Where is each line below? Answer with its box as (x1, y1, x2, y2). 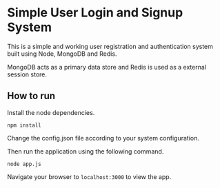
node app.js (7, 160, 41, 167)
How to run (7, 90, 56, 102)
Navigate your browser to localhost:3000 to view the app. (7, 172, 172, 180)
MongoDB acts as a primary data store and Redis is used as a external (7, 63, 207, 71)
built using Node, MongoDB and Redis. (7, 50, 117, 58)
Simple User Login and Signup (7, 5, 183, 21)
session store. (7, 70, 47, 79)
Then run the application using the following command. (7, 147, 164, 156)
